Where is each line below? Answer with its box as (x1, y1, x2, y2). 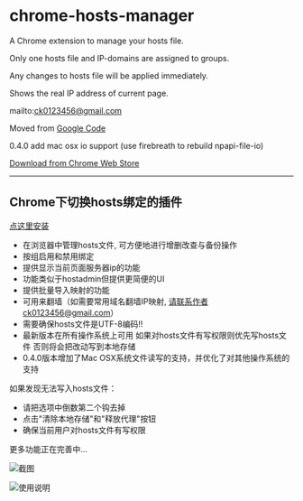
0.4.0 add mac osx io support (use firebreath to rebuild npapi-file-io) (9, 140, 264, 151)
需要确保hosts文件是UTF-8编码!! (22, 318, 143, 329)
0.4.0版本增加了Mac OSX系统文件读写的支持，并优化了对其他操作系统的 (22, 352, 290, 363)
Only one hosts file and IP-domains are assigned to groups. (9, 52, 230, 63)
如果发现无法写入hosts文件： (9, 383, 117, 394)
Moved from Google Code (9, 123, 106, 134)
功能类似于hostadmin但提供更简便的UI (22, 273, 165, 284)
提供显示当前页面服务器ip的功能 (22, 262, 141, 273)
